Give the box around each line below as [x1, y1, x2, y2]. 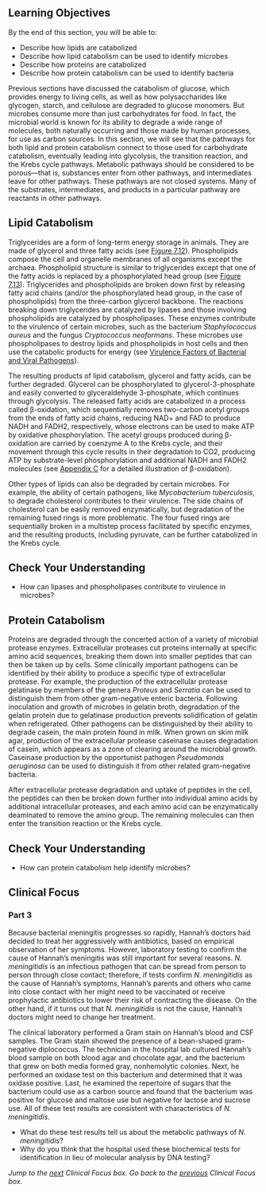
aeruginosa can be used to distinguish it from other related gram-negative [8, 762, 252, 771]
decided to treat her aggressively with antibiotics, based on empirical [8, 936, 234, 946]
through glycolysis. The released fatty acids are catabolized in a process [8, 396, 246, 406]
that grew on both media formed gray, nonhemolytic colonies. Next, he [8, 1061, 240, 1070]
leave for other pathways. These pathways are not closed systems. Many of [8, 176, 256, 186]
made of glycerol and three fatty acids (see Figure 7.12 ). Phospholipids [8, 245, 238, 255]
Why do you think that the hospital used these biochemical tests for [19, 1144, 241, 1154]
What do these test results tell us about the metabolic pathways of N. [19, 1127, 246, 1136]
